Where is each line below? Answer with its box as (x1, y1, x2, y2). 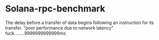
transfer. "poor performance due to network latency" (5, 24, 114, 30)
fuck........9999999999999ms (5, 30, 66, 36)
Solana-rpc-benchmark (5, 3, 106, 14)
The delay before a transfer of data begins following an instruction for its (5, 19, 155, 25)
